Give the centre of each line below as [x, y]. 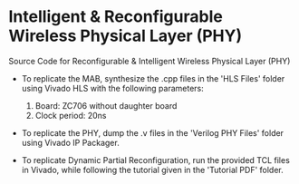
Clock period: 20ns [71, 115]
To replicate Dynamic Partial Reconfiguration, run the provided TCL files [156, 160]
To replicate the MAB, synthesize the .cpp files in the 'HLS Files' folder [153, 78]
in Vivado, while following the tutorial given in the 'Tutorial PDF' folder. [153, 169]
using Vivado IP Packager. [70, 142]
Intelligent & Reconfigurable [116, 17]
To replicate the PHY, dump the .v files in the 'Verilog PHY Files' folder [153, 132]
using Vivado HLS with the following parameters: [113, 88]
